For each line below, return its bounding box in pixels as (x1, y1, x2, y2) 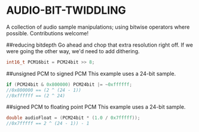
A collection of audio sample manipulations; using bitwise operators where (6, 23, 190, 30)
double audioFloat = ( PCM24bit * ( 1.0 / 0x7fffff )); (6, 115, 140, 121)
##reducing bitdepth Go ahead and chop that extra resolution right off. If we (6, 41, 193, 48)
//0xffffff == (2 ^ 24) (6, 93, 66, 99)
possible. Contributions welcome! (6, 29, 88, 36)
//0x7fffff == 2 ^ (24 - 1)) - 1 (6, 121, 90, 127)
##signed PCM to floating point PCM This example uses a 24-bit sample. (6, 103, 186, 110)
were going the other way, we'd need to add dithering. (6, 47, 140, 54)
